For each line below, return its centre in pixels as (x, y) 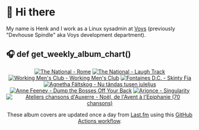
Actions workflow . (100, 121)
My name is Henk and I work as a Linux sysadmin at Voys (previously (91, 28)
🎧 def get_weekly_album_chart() (69, 54)
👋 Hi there (31, 12)
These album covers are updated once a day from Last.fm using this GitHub (100, 115)
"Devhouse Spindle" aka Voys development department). (76, 34)
